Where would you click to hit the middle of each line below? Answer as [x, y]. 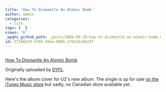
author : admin [20, 14]
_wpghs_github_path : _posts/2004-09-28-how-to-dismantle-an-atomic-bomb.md [85, 37]
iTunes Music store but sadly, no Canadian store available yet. [68, 84]
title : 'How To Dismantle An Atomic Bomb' [49, 10]
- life [16, 23]
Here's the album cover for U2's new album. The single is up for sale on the [82, 79]
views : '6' [16, 32]
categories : [17, 19]
